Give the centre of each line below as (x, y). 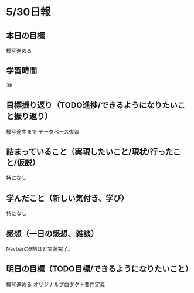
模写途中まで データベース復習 (43, 131)
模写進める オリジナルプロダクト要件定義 (56, 284)
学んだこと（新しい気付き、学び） (67, 198)
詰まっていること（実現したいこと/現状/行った (90, 152)
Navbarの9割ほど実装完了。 (40, 249)
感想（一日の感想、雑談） (52, 234)
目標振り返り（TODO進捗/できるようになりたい (92, 105)
